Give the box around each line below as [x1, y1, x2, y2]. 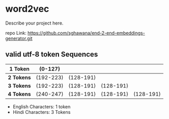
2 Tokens [8, 74, 31, 81]
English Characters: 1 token [12, 103, 71, 110]
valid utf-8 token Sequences [5, 50, 99, 59]
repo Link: [5, 30, 27, 36]
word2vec [5, 3, 50, 15]
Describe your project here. [5, 20, 64, 26]
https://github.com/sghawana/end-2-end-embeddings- [27, 30, 145, 36]
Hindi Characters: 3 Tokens [12, 109, 71, 115]
